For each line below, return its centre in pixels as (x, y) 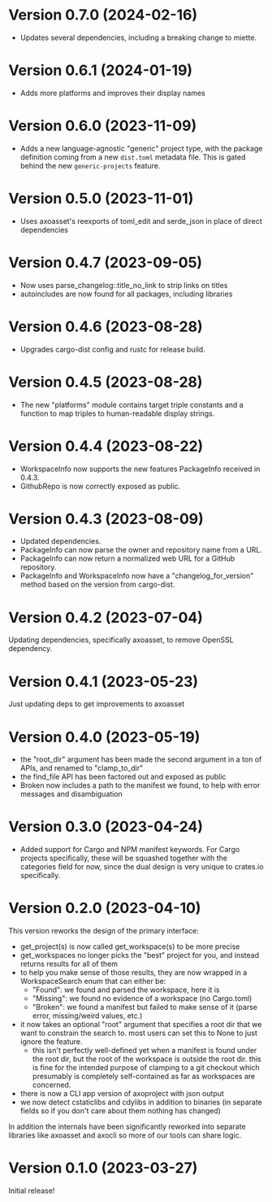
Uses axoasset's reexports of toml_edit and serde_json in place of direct (141, 221)
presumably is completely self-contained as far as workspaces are (144, 1077)
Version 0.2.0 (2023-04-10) (105, 908)
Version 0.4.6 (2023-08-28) (106, 326)
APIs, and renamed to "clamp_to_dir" (82, 768)
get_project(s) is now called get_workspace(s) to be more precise (130, 946)
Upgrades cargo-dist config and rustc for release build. (112, 349)
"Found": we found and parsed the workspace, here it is (126, 990)
